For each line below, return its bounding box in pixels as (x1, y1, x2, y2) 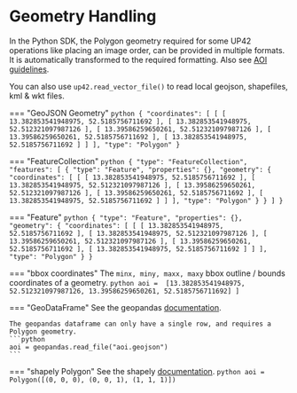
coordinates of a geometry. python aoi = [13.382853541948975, (9, 277, 246, 287)
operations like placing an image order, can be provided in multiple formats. (9, 44, 285, 55)
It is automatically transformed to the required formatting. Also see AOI (9, 54, 268, 65)
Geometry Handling (9, 6, 157, 27)
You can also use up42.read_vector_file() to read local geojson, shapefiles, (9, 81, 288, 91)
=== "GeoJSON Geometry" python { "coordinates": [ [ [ (9, 107, 226, 118)
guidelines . (9, 64, 50, 75)
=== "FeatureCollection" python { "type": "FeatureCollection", (9, 155, 248, 166)
